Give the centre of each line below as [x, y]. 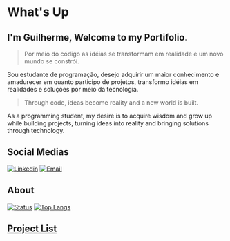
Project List [32, 229]
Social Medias [38, 152]
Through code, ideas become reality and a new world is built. [111, 103]
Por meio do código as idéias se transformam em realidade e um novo [124, 54]
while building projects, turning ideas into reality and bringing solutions [108, 123]
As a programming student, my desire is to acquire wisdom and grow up [110, 116]
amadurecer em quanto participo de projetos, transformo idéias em [103, 82]
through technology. [36, 130]
